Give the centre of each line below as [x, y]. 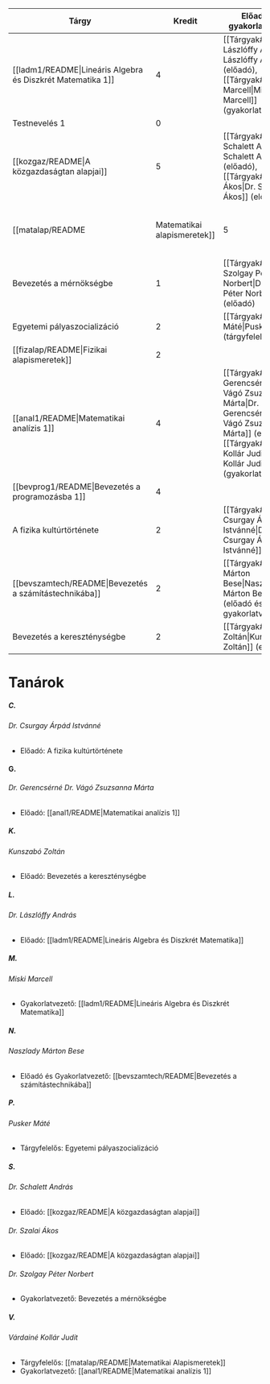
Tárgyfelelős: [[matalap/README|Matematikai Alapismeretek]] [123, 1363]
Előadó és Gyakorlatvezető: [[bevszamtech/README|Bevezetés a [128, 1075]
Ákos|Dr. [239, 186]
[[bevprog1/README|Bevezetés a [76, 487]
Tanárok [36, 683]
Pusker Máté [29, 1123]
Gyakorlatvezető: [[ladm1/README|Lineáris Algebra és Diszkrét [125, 1004]
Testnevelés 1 [39, 123]
